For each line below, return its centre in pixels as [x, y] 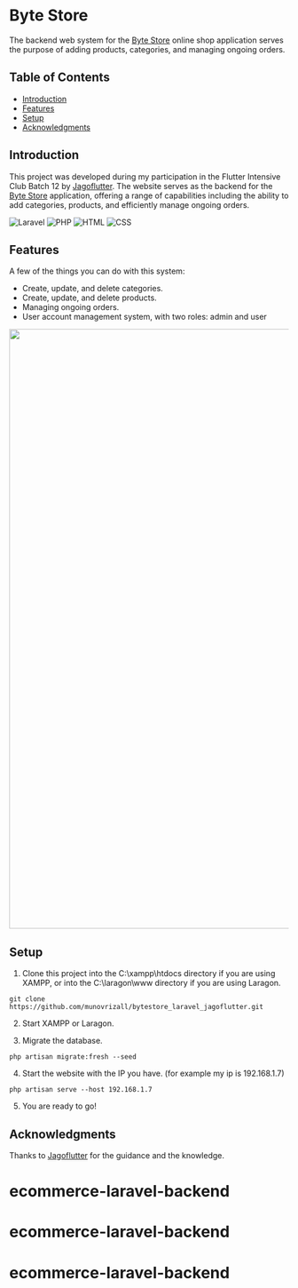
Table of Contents [60, 78]
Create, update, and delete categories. [93, 289]
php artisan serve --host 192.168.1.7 [81, 1090]
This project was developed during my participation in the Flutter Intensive [145, 176]
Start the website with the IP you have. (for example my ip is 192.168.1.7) [153, 1073]
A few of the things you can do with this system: [97, 271]
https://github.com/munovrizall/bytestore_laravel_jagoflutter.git [137, 1007]
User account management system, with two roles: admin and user [145, 317]
